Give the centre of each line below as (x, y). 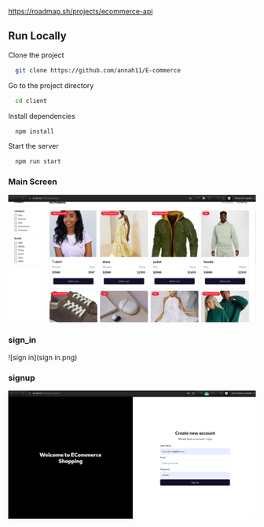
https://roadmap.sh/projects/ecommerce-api (81, 11)
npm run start (38, 162)
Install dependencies (42, 116)
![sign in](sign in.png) (43, 357)
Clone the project (36, 55)
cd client (31, 101)
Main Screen (33, 182)
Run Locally (37, 36)
